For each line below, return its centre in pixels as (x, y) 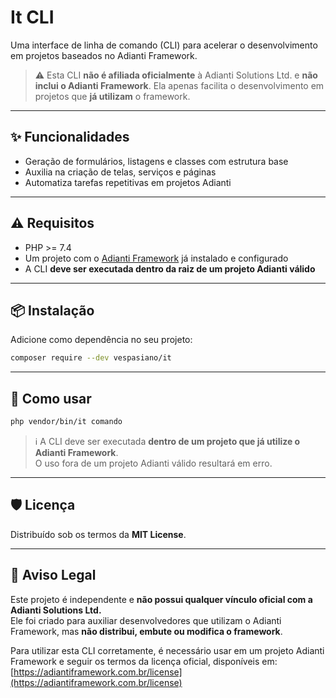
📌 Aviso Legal (53, 575)
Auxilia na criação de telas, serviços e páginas (120, 172)
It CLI (32, 17)
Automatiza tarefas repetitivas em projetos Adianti (128, 182)
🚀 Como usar (51, 398)
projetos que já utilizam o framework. (112, 96)
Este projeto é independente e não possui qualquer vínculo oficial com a (161, 599)
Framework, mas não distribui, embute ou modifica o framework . (146, 631)
